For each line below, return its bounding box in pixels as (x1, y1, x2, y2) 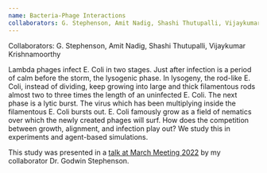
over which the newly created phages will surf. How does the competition (8, 115, 249, 125)
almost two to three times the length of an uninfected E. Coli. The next (8, 90, 238, 99)
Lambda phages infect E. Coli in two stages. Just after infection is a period (8, 64, 252, 74)
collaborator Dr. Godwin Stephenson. (8, 156, 130, 165)
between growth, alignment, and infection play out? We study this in (8, 124, 230, 133)
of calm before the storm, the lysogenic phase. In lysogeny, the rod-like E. (8, 73, 250, 83)
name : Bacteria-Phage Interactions (8, 11, 126, 20)
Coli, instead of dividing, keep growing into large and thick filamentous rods (8, 81, 256, 91)
